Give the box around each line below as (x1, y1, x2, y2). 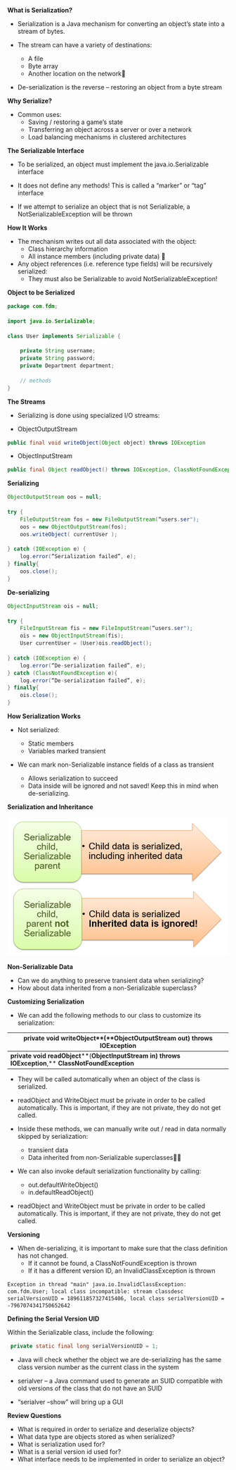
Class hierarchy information (27, 245, 108, 253)
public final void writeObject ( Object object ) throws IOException (7, 439, 206, 446)
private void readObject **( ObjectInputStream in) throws (10, 1051, 181, 1060)
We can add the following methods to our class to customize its (17, 1011, 202, 1019)
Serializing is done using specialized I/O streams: (17, 411, 160, 419)
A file (27, 54, 44, 63)
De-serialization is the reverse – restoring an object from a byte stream (17, 83, 223, 91)
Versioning (7, 1230, 40, 1239)
